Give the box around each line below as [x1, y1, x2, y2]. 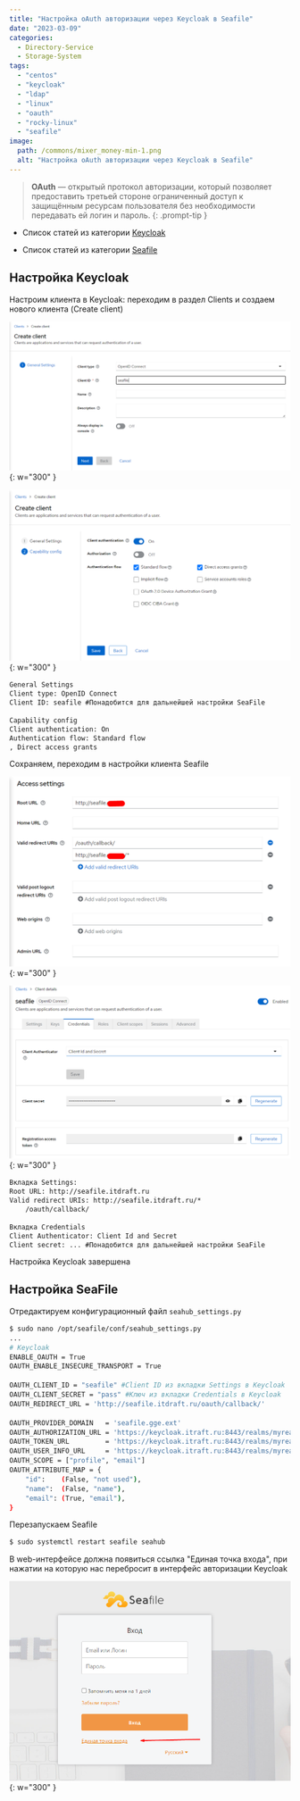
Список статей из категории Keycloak [21, 227, 166, 238]
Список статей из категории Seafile [21, 244, 158, 254]
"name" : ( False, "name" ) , [25, 1484, 126, 1493]
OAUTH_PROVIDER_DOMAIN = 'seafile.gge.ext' [9, 1418, 181, 1428]
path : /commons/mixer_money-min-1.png [17, 146, 162, 155]
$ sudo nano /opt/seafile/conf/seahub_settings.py [9, 1324, 202, 1333]
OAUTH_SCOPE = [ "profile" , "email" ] [9, 1456, 146, 1465]
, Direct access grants [9, 742, 98, 752]
